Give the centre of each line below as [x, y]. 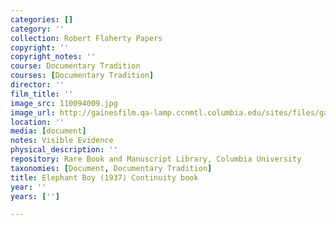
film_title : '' [42, 94]
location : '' [37, 122]
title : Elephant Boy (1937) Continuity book [104, 177]
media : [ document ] [48, 131]
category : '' [37, 29]
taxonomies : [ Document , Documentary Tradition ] [111, 168]
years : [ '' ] [35, 196]
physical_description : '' [64, 150]
